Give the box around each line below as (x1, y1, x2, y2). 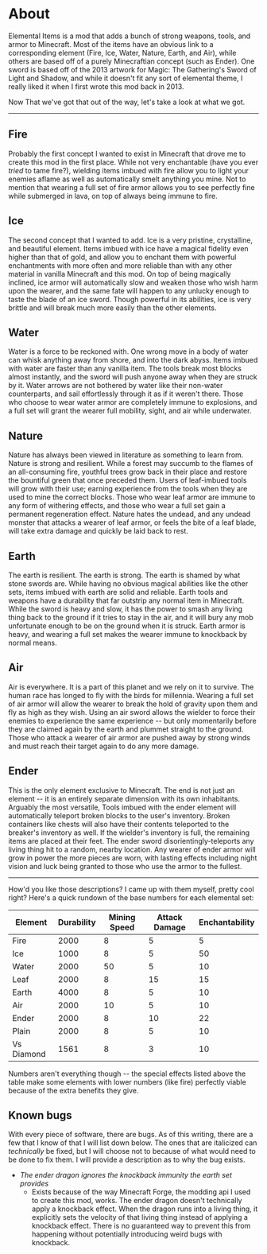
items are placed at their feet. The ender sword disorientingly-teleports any (8, 836, 254, 845)
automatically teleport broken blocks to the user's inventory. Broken (8, 810, 230, 820)
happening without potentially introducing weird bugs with (31, 1229, 222, 1239)
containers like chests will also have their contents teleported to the (8, 819, 230, 829)
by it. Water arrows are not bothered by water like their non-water (8, 381, 223, 390)
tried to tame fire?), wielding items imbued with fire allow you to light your (8, 165, 249, 175)
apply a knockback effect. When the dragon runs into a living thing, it (31, 1204, 258, 1213)
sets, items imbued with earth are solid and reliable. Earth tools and (8, 588, 229, 596)
